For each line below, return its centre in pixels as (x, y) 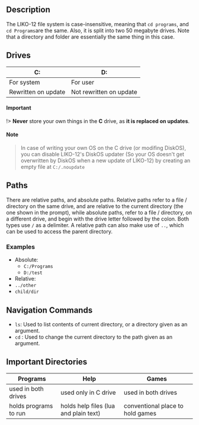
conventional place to (153, 405)
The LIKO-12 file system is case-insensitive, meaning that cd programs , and (98, 24)
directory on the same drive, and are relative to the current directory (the (95, 206)
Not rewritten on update (104, 92)
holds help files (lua (88, 405)
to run (17, 413)
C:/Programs (38, 267)
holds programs (31, 405)
